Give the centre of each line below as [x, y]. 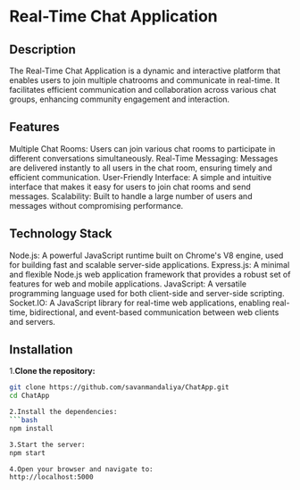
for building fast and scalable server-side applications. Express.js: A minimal [150, 264]
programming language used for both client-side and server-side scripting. [147, 293]
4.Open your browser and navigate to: [81, 469]
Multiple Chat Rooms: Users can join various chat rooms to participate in [142, 148]
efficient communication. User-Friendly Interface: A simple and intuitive [141, 177]
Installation [41, 350]
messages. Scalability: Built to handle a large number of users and [131, 196]
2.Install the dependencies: [63, 412]
